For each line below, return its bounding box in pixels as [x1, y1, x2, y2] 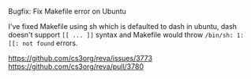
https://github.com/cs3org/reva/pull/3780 [8, 62, 144, 71]
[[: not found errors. [8, 38, 78, 48]
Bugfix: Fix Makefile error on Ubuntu [8, 7, 126, 16]
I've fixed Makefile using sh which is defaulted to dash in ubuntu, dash [8, 22, 238, 31]
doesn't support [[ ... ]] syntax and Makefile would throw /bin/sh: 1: [8, 31, 245, 39]
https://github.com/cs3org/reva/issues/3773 [8, 54, 152, 63]
